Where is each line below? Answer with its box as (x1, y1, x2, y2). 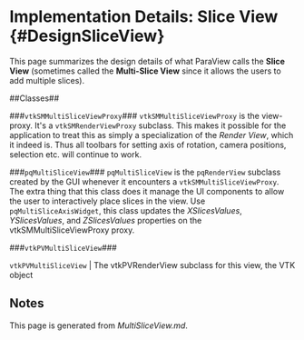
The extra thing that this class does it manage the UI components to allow (9, 185, 285, 196)
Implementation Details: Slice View (9, 6, 279, 27)
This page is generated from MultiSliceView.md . (9, 320, 189, 331)
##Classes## (9, 93, 60, 104)
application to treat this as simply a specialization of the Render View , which (9, 129, 294, 140)
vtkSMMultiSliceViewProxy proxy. (9, 225, 135, 235)
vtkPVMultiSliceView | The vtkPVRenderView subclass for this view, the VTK (9, 259, 296, 270)
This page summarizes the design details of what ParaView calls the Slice (9, 55, 286, 66)
